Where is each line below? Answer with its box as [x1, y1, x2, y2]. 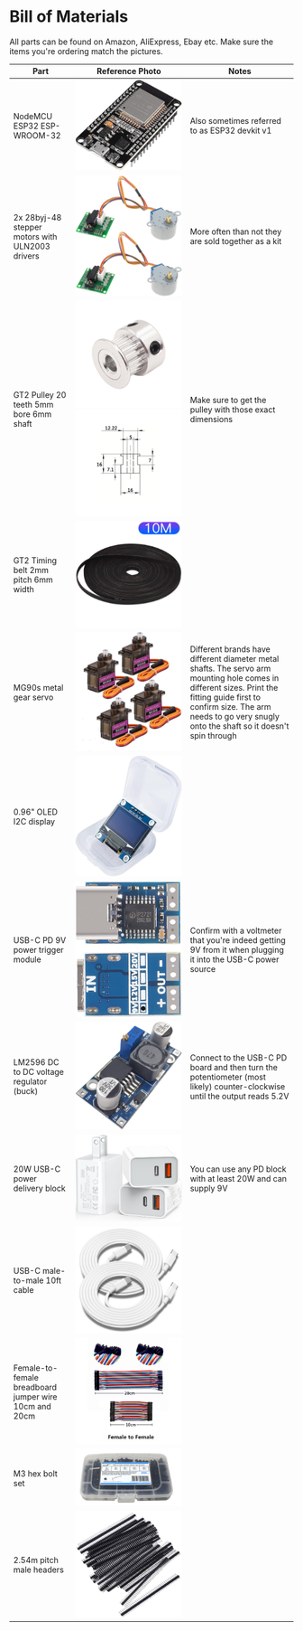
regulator [13, 1076, 48, 1087]
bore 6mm [13, 409, 52, 420]
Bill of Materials [9, 6, 129, 27]
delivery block [13, 1183, 66, 1194]
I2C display [13, 816, 56, 827]
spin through [189, 730, 237, 740]
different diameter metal [189, 653, 280, 664]
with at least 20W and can [189, 1174, 287, 1184]
